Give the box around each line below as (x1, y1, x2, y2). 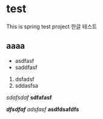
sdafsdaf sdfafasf (6, 93, 53, 101)
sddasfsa (15, 82, 38, 89)
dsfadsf (15, 75, 35, 82)
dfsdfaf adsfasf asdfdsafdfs (6, 106, 79, 113)
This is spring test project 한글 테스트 (6, 23, 98, 30)
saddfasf (15, 63, 38, 71)
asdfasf (15, 57, 35, 64)
